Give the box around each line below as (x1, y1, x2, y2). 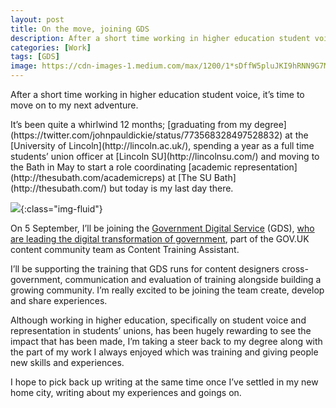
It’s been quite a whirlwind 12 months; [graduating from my (10, 119, 253, 130)
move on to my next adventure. (10, 99, 139, 111)
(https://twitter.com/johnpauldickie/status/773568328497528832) (10, 129, 283, 141)
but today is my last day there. (109, 182, 234, 194)
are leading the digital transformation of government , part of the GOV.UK (10, 233, 310, 245)
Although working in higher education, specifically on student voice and (10, 314, 307, 326)
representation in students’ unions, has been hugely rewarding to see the (10, 325, 312, 336)
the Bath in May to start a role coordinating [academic (10, 161, 232, 173)
